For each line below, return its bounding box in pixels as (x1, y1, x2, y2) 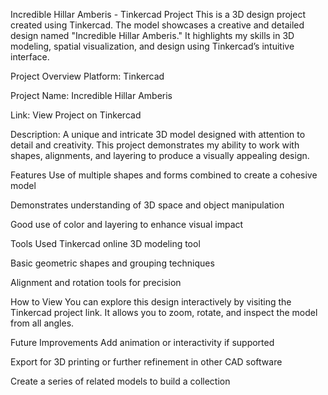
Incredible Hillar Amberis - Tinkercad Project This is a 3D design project (10, 9, 306, 20)
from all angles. (10, 317, 75, 329)
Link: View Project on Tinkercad (10, 109, 142, 121)
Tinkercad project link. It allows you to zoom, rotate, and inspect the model (10, 307, 318, 318)
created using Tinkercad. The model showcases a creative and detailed (10, 19, 305, 31)
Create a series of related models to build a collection (10, 375, 231, 387)
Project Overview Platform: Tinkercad (10, 70, 165, 82)
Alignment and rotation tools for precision (10, 277, 182, 288)
